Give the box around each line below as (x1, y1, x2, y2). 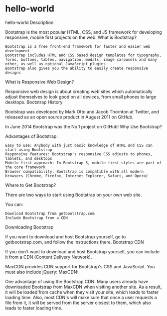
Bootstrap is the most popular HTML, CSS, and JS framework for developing (5, 29, 162, 35)
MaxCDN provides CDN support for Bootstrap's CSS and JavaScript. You (5, 263, 155, 269)
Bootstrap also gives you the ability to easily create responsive (5, 66, 149, 71)
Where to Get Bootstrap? (5, 182, 56, 188)
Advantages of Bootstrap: (5, 133, 58, 139)
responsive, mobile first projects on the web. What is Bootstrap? (5, 34, 137, 40)
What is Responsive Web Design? (5, 79, 74, 85)
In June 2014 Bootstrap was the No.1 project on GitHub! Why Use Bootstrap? (5, 123, 162, 129)
